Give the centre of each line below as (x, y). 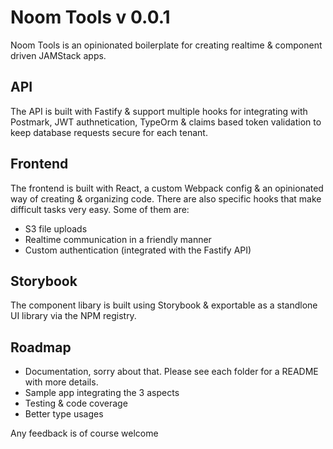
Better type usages (64, 414)
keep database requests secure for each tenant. (109, 132)
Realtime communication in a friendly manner (118, 239)
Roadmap (41, 347)
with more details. (61, 382)
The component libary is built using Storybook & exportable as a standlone (164, 305)
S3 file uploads (56, 228)
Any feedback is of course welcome (84, 433)
